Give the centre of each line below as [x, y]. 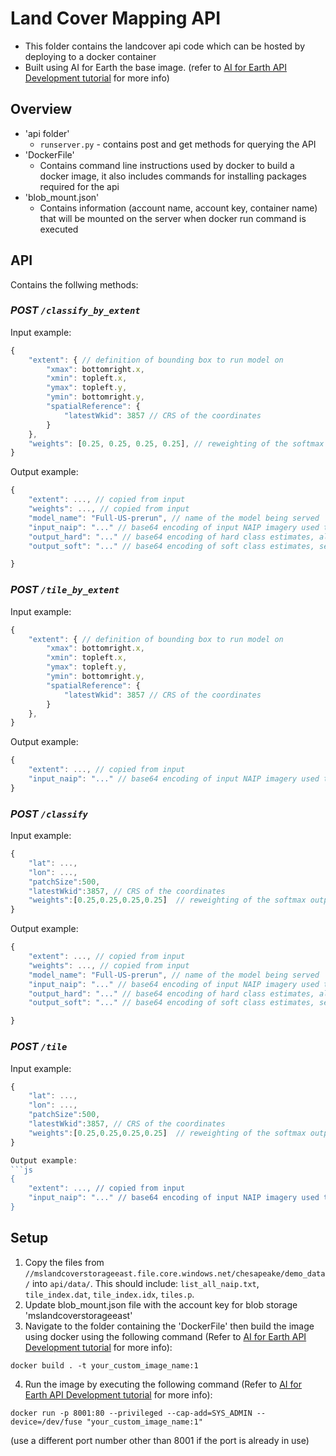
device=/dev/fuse [46, 1422]
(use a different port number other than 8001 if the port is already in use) [160, 1440]
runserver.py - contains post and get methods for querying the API [178, 144]
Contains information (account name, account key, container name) [178, 208]
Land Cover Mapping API [116, 18]
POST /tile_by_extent [65, 590]
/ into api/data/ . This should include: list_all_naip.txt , [142, 1283]
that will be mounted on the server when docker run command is [173, 218]
